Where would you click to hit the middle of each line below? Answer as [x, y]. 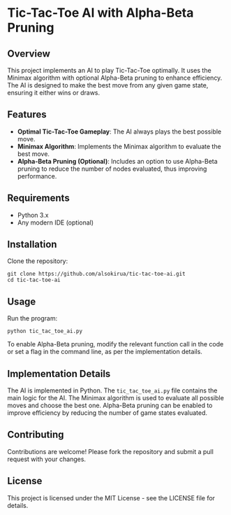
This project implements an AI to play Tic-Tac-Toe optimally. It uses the [109, 70]
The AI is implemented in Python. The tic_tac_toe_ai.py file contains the [112, 390]
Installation [32, 245]
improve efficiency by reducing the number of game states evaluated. [107, 413]
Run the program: [32, 318]
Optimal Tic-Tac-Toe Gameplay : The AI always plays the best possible [119, 132]
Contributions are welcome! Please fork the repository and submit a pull [111, 451]
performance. [37, 176]
